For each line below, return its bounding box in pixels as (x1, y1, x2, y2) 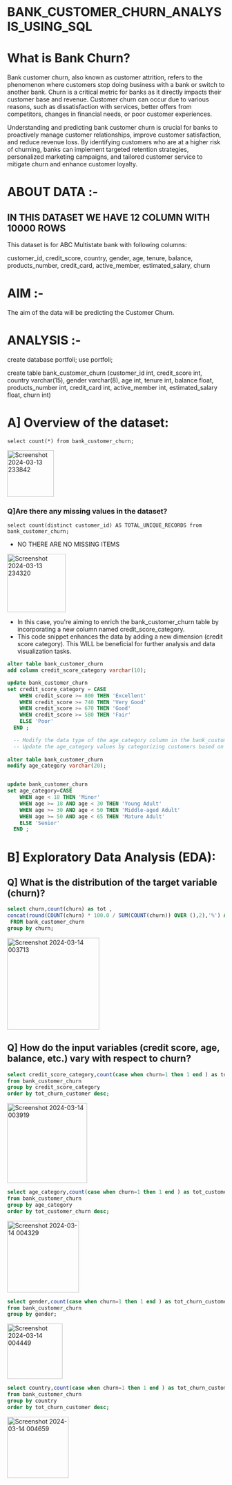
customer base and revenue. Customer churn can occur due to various (7, 95, 209, 104)
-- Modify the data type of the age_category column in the (13, 737, 190, 744)
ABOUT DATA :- (7, 184, 99, 200)
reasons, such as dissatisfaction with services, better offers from (7, 103, 192, 111)
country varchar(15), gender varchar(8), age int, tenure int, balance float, (7, 376, 214, 384)
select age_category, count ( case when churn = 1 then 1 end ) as (7, 1189, 190, 1196)
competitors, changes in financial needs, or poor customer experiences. (7, 110, 213, 118)
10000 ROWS (7, 222, 66, 234)
